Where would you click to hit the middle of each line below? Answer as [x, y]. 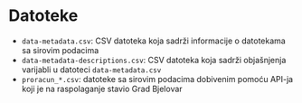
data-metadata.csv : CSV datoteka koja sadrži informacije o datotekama [153, 41]
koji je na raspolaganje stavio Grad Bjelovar [102, 89]
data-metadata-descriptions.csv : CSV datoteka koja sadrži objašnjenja [154, 60]
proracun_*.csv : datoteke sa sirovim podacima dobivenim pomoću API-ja [157, 79]
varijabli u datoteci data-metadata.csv [91, 70]
